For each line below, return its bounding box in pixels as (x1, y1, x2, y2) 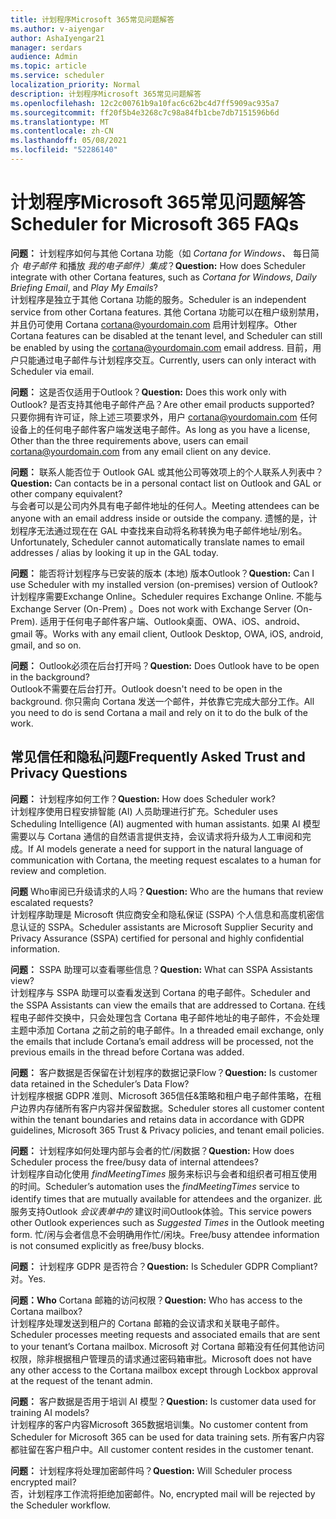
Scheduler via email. (10, 365, 95, 377)
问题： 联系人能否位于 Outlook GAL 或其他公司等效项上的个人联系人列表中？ (10, 466, 324, 478)
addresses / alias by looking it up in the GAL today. (10, 546, 219, 558)
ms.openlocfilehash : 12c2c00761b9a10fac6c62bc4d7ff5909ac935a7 (10, 98, 280, 108)
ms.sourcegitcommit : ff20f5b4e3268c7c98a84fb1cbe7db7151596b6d (10, 107, 280, 118)
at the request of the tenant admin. (10, 1374, 153, 1386)
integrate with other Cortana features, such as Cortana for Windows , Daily (10, 271, 317, 283)
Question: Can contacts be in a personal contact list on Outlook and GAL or (10, 477, 322, 489)
